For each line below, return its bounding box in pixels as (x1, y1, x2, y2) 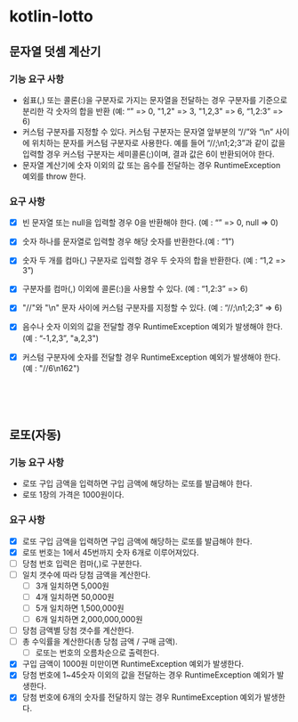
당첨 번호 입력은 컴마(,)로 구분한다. (21, 558, 142, 569)
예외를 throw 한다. (21, 171, 86, 182)
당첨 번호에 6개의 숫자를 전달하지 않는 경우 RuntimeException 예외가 (21, 692, 262, 702)
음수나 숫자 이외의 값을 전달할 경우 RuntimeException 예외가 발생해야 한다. (21, 321, 283, 332)
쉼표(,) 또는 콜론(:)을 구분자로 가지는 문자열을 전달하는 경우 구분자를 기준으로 (21, 94, 287, 105)
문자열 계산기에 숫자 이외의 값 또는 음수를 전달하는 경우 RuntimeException (21, 159, 281, 170)
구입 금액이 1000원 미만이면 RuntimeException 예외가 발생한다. (21, 659, 245, 669)
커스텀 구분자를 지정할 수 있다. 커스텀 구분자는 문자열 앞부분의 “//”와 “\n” (21, 126, 274, 137)
